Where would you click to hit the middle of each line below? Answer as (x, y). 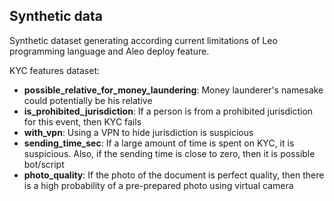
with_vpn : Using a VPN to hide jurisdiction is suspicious (138, 132)
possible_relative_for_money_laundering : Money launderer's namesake (173, 90)
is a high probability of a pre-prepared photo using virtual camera (158, 185)
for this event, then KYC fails (82, 121)
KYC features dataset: (55, 70)
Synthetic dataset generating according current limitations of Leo (143, 40)
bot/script (44, 164)
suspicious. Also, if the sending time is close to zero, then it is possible (169, 153)
